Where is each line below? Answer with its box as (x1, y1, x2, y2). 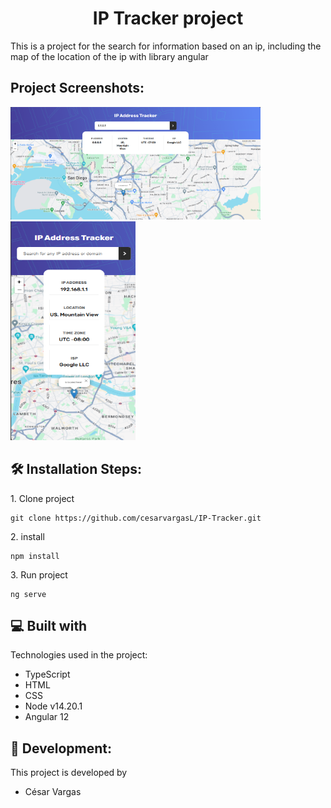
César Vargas (24, 786, 82, 798)
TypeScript (24, 668, 71, 681)
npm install (10, 551, 60, 561)
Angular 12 (24, 711, 70, 723)
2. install (10, 530, 45, 542)
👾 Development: (10, 740, 113, 757)
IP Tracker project (92, 7, 244, 30)
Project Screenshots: (10, 80, 145, 97)
